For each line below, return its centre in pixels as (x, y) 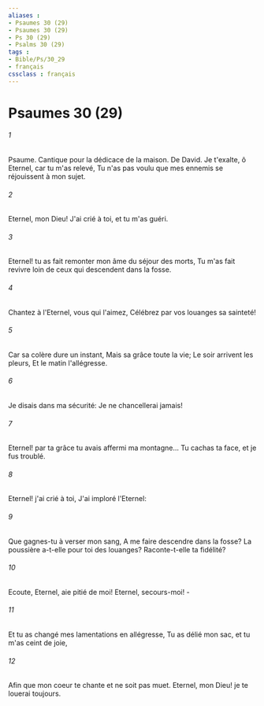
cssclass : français (42, 74)
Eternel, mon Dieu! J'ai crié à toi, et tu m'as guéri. (88, 219)
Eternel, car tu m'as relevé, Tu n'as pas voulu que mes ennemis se (115, 168)
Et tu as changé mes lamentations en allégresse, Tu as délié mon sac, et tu (129, 634)
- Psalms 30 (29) (37, 45)
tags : (19, 52)
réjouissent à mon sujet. (47, 176)
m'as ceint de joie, (38, 643)
